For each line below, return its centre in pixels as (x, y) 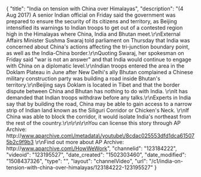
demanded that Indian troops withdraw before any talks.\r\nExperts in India (99, 97)
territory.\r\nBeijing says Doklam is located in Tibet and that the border (93, 85)
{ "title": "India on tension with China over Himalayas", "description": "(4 (95, 9)
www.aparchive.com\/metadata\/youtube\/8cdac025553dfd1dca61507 (108, 136)
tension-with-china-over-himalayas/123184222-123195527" (80, 167)
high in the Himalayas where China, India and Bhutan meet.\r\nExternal (93, 34)
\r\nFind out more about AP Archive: (80, 142)
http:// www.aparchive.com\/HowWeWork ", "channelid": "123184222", (92, 148)
